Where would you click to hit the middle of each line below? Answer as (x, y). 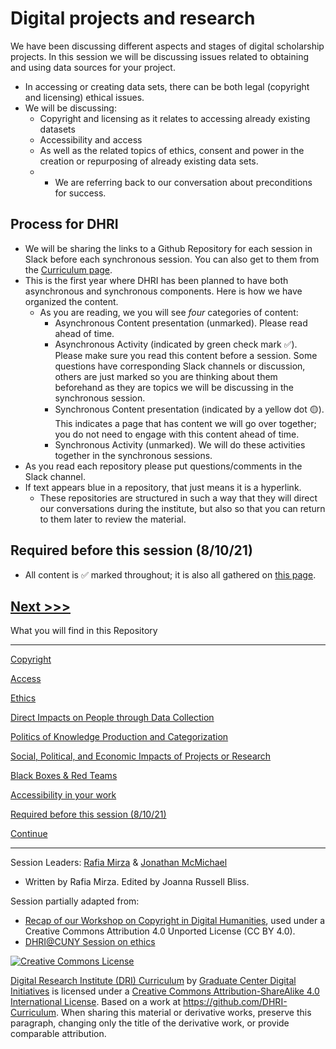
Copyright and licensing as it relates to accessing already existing (175, 118)
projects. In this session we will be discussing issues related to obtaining (160, 56)
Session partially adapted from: (75, 901)
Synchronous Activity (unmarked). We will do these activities (180, 444)
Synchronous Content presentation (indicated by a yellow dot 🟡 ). (189, 409)
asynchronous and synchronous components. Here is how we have (163, 291)
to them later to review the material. (113, 519)
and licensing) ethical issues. (84, 97)
